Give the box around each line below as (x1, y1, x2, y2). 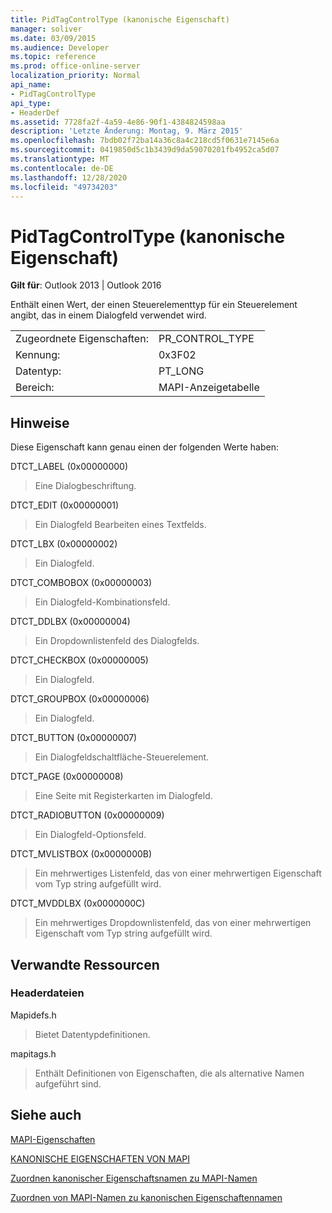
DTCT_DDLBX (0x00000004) (10, 616, 131, 628)
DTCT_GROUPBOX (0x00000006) (10, 693, 150, 705)
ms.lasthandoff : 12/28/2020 (10, 172, 128, 183)
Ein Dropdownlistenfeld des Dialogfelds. (34, 635, 200, 647)
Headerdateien (10, 986, 85, 1000)
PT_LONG (158, 364, 205, 378)
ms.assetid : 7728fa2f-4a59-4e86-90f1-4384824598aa (10, 117, 226, 127)
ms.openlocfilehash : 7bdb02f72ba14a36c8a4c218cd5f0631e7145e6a (10, 136, 280, 146)
